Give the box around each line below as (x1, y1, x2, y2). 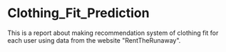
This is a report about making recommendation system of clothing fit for (7, 28, 219, 37)
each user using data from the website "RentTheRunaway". (7, 36, 181, 44)
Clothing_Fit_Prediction (7, 5, 150, 21)
